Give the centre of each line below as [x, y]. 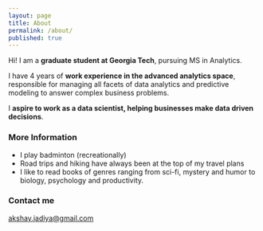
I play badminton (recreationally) [73, 155]
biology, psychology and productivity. [82, 180]
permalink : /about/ [41, 30]
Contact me [31, 201]
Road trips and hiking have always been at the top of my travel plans [132, 163]
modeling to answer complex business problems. [89, 93]
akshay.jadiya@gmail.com [51, 218]
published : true [35, 38]
